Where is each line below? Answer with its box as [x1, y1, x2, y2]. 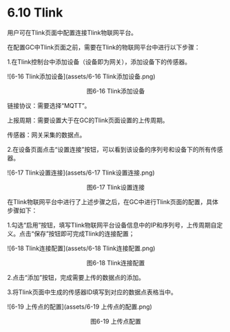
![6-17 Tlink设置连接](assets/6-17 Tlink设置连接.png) [7, 168, 155, 177]
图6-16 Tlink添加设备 [86, 87, 145, 95]
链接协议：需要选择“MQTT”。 [7, 101, 91, 109]
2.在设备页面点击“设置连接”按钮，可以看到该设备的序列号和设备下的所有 [7, 145, 211, 153]
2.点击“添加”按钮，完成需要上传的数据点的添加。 [7, 273, 145, 281]
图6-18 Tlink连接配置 [86, 258, 145, 267]
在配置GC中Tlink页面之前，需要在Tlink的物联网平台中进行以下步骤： [7, 43, 201, 51]
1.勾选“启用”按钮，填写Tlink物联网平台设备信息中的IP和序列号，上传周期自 [7, 221, 217, 229]
